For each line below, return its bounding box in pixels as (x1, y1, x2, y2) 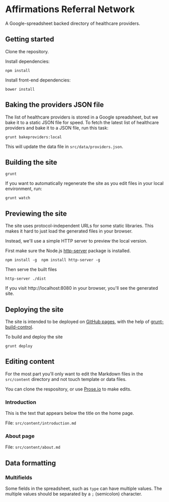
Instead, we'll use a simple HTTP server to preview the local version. (5, 238, 148, 244)
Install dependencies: (5, 58, 50, 64)
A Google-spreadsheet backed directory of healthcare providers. (5, 20, 140, 26)
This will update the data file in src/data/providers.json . (5, 143, 124, 149)
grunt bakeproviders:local (5, 134, 62, 140)
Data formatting (5, 458, 57, 467)
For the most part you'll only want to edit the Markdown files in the (5, 371, 143, 377)
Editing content (5, 357, 54, 366)
